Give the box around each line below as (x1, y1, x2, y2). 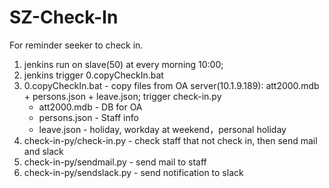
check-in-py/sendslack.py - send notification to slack (23, 166, 244, 178)
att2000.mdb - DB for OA (38, 101, 143, 113)
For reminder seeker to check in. (9, 39, 144, 51)
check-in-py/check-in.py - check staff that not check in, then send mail (23, 134, 318, 146)
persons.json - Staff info (38, 111, 139, 123)
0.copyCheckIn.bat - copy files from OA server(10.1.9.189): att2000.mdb (23, 79, 320, 91)
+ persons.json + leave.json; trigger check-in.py (23, 90, 222, 102)
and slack (23, 145, 64, 157)
